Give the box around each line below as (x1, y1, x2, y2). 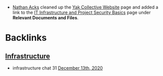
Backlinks (5, 32, 47, 44)
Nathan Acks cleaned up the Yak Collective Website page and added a (12, 4, 158, 10)
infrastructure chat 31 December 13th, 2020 (12, 65, 103, 71)
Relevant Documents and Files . (12, 15, 79, 20)
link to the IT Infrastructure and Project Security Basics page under (12, 9, 151, 15)
